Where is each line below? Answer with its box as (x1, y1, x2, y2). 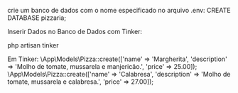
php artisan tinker (7, 41, 59, 49)
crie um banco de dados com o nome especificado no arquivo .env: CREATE (7, 6, 231, 14)
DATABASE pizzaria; (7, 13, 66, 22)
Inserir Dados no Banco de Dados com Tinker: (7, 28, 143, 35)
